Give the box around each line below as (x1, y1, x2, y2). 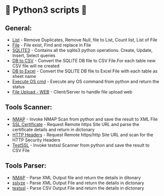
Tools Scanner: (5, 103, 52, 112)
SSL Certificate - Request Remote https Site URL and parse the (12, 121, 140, 127)
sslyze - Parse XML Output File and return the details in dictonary (12, 180, 144, 186)
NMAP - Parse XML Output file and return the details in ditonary (12, 174, 141, 180)
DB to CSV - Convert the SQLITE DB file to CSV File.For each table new (12, 58, 156, 63)
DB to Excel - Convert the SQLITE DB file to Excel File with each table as (12, 68, 158, 74)
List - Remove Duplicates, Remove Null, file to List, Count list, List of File (12, 37, 158, 43)
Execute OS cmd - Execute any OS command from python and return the (12, 78, 160, 84)
